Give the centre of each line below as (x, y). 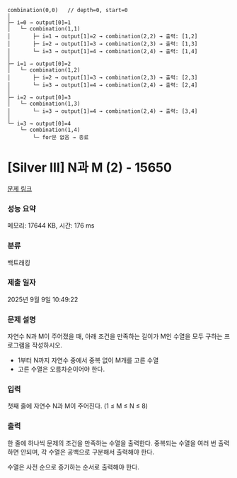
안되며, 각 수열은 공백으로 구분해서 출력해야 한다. (87, 452)
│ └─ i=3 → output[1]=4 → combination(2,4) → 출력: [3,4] (103, 111)
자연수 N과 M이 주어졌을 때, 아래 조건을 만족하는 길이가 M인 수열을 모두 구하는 (115, 336)
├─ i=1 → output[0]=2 (39, 64)
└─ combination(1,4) (50, 130)
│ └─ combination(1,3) (44, 104)
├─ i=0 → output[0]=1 (39, 23)
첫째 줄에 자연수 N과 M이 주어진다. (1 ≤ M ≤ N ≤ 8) (78, 406)
